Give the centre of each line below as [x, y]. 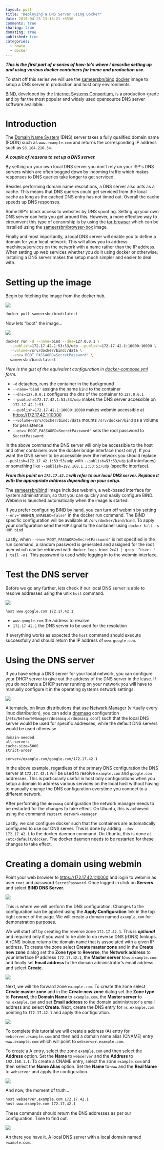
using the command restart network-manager [51, 814]
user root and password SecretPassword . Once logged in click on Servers [79, 883]
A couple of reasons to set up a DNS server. [51, 157]
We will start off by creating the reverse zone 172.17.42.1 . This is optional [80, 932]
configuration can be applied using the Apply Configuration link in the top [80, 911]
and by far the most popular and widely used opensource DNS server [75, 99]
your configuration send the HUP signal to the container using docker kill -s [82, 525]
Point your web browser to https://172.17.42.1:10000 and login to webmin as [81, 877]
